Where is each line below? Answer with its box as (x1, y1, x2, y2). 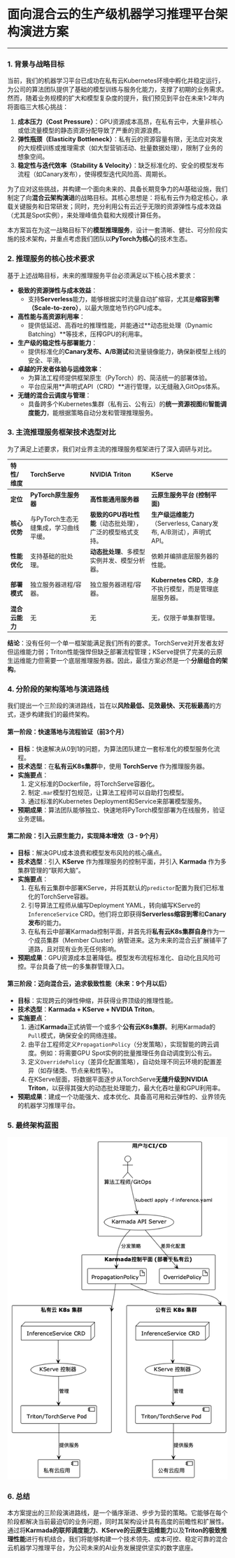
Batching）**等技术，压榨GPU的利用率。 (27, 329, 147, 338)
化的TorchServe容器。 (27, 892, 92, 901)
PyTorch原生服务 (30, 490, 80, 499)
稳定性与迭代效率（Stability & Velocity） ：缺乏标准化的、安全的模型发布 (17, 162, 225, 170)
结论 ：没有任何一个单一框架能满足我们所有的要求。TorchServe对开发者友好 (7, 639, 225, 648)
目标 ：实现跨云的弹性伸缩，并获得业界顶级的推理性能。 (17, 996, 177, 1004)
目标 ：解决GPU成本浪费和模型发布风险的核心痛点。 (17, 848, 166, 857)
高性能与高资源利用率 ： (17, 312, 85, 320)
